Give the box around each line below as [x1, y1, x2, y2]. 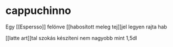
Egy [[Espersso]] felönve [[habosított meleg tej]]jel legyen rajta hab [5, 23, 167, 30]
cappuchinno [5, 4, 71, 17]
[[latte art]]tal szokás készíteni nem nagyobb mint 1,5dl [5, 34, 137, 41]
